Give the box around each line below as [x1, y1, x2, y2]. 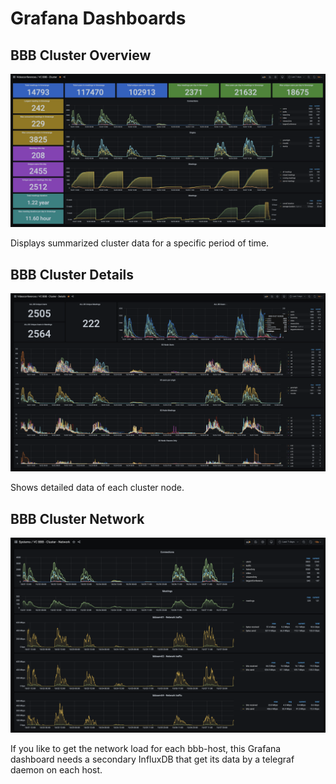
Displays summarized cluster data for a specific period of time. [10, 237, 270, 249]
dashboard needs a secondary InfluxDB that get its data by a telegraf [10, 753, 295, 766]
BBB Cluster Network [10, 510, 145, 527]
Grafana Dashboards [10, 7, 187, 30]
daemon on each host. [10, 764, 103, 776]
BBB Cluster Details [10, 266, 135, 283]
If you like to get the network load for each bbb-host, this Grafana [10, 743, 282, 755]
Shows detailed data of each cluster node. [10, 482, 185, 494]
